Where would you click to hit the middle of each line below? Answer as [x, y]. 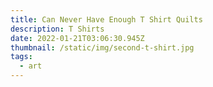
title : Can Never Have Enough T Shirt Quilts [106, 19]
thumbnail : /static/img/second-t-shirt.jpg [102, 47]
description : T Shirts [57, 29]
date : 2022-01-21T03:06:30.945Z [77, 38]
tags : [21, 57]
